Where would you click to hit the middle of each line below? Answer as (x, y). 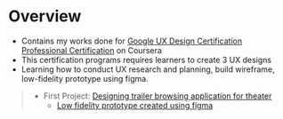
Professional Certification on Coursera (91, 50)
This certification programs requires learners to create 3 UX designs (146, 59)
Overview (45, 16)
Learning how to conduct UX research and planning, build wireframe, (148, 69)
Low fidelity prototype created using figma (135, 105)
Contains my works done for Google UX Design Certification (131, 41)
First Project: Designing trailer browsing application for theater (158, 96)
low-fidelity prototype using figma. (85, 78)
